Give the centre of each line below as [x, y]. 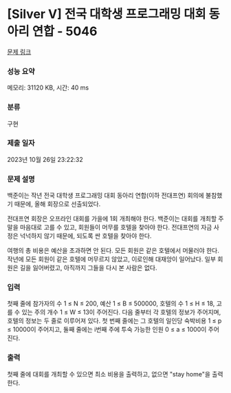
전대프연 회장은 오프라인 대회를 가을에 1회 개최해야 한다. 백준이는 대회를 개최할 [112, 219]
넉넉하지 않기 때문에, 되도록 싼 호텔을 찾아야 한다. [86, 236]
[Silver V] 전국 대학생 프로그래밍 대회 [107, 14]
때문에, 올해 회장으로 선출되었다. [57, 204]
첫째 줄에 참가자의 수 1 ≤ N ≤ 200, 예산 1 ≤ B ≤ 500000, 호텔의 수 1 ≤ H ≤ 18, [111, 303]
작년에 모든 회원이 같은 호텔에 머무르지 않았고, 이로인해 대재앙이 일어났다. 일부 [112, 259]
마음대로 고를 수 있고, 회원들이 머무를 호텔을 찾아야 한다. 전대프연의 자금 [116, 228]
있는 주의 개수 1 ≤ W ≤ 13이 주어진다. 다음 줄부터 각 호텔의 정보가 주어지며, [121, 312]
